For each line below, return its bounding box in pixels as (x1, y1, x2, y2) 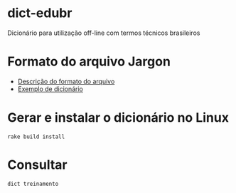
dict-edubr (7, 5, 73, 21)
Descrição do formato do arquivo (17, 77, 115, 85)
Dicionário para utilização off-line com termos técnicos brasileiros (7, 28, 200, 37)
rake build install (7, 133, 65, 140)
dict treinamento (7, 180, 59, 187)
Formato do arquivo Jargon (7, 53, 171, 70)
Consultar (7, 157, 68, 172)
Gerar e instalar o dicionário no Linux (7, 110, 230, 126)
